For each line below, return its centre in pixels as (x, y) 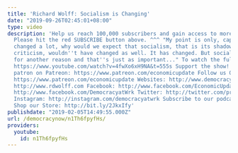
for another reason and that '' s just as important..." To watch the (117, 60)
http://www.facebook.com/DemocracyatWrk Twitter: (88, 92)
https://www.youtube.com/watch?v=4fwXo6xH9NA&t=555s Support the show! (122, 66)
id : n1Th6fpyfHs (44, 138)
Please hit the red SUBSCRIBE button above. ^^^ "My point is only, (117, 40)
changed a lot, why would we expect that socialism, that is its (112, 47)
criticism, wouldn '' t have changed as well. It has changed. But (112, 54)
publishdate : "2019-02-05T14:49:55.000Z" (69, 112)
